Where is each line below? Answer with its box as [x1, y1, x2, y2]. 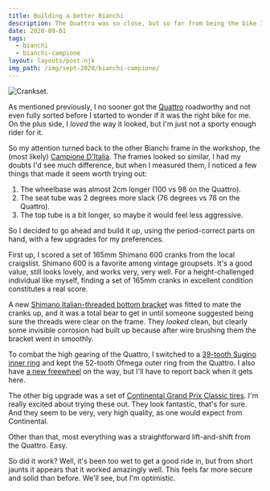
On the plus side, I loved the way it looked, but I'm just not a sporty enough [8, 118, 256, 129]
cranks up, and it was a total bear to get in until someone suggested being [8, 307, 254, 318]
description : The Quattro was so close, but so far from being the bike [8, 19, 257, 27]
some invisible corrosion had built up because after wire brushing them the [8, 325, 257, 335]
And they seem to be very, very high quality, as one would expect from [8, 407, 243, 417]
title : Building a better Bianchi [8, 11, 125, 20]
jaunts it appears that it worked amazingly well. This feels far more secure [8, 464, 253, 474]
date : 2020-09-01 [8, 27, 67, 35]
